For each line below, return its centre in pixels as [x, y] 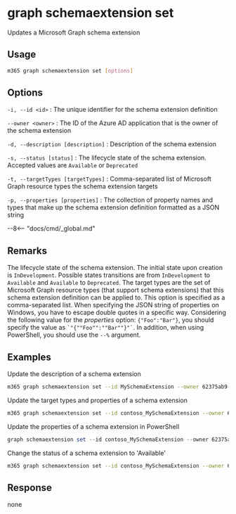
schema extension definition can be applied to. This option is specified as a [116, 297]
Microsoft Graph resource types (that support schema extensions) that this [116, 290]
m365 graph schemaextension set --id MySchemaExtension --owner [103, 387]
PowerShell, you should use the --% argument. [74, 335]
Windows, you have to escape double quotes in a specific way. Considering [117, 313]
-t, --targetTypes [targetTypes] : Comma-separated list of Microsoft [110, 179]
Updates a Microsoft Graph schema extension [74, 32]
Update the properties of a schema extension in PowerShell [93, 426]
